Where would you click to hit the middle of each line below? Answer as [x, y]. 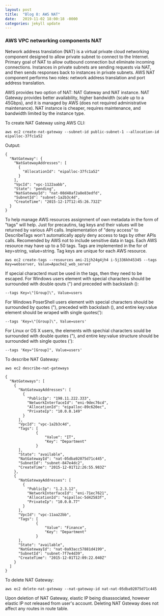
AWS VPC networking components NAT [54, 41]
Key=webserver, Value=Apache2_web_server [48, 264]
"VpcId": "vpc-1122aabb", [41, 184]
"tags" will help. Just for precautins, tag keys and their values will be [74, 225]
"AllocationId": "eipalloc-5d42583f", [67, 497]
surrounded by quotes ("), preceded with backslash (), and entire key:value [81, 307]
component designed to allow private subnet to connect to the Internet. [77, 57]
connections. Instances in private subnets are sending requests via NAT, [78, 67]
